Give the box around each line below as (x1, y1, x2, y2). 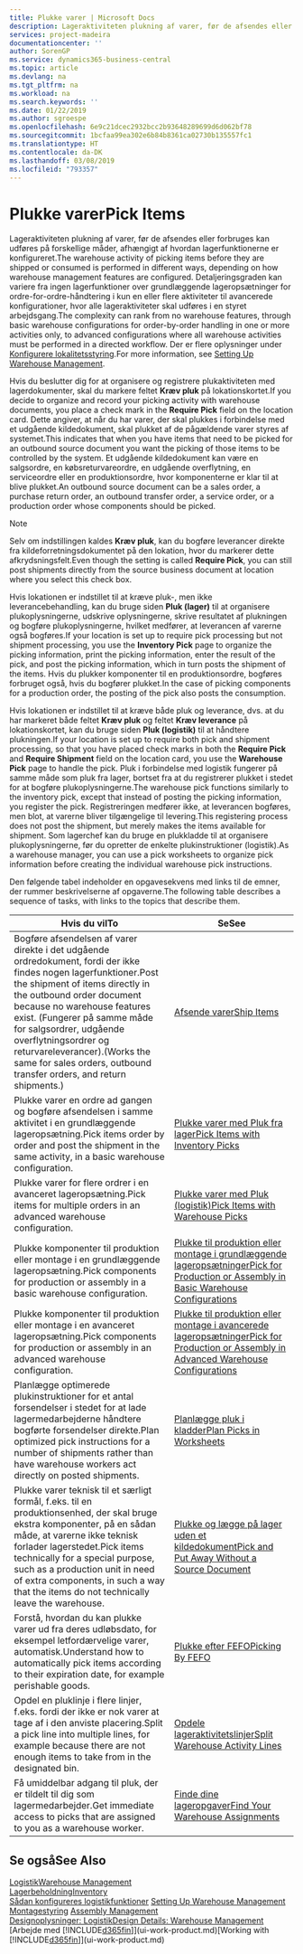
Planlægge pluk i (174, 1412, 245, 1425)
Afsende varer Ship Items (174, 1005, 280, 1018)
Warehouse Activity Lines (174, 1740, 282, 1752)
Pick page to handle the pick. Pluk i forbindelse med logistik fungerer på (9, 763, 278, 774)
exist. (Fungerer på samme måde (14, 1012, 153, 1024)
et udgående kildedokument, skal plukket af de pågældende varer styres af (9, 424, 289, 435)
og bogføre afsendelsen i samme (14, 1105, 153, 1118)
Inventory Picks (174, 1139, 240, 1152)
